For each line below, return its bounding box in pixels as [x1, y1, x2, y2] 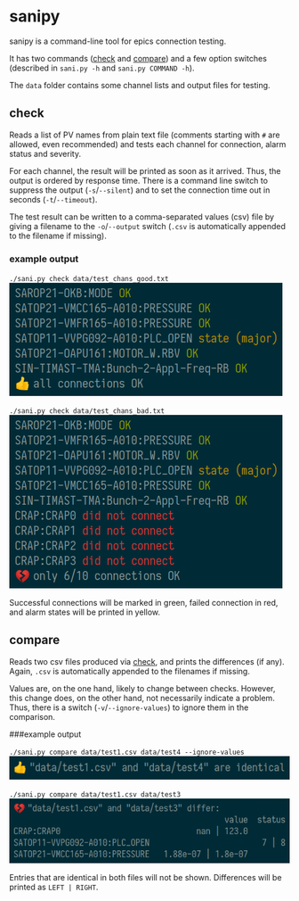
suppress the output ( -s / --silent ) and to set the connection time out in [9, 185, 271, 195]
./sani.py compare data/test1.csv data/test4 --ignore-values [9, 748, 245, 756]
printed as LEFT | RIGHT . [9, 881, 99, 892]
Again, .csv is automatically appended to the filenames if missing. [9, 665, 251, 676]
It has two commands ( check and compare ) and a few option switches [9, 53, 267, 63]
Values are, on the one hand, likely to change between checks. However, [9, 682, 276, 693]
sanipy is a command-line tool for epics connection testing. [9, 36, 227, 46]
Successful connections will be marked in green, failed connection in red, [9, 598, 279, 608]
